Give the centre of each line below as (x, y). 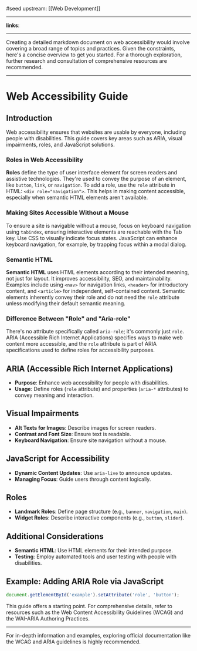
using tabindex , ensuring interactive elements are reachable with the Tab (94, 232)
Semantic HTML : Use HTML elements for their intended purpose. (94, 551)
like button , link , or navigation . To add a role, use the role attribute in (91, 185)
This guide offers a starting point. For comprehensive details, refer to (89, 606)
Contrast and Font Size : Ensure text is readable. (73, 434)
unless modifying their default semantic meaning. (66, 303)
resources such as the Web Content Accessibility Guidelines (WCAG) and (95, 612)
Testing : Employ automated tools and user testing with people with (96, 556)
